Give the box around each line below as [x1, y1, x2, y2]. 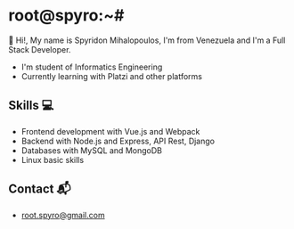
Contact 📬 [8, 182, 71, 197]
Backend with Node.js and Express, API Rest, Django [20, 135, 216, 146]
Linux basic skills [20, 154, 85, 165]
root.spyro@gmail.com [20, 209, 105, 220]
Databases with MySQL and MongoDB [20, 144, 162, 156]
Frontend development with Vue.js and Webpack [20, 126, 200, 136]
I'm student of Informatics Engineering [20, 61, 163, 72]
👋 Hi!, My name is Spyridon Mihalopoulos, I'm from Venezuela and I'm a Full [8, 35, 286, 45]
